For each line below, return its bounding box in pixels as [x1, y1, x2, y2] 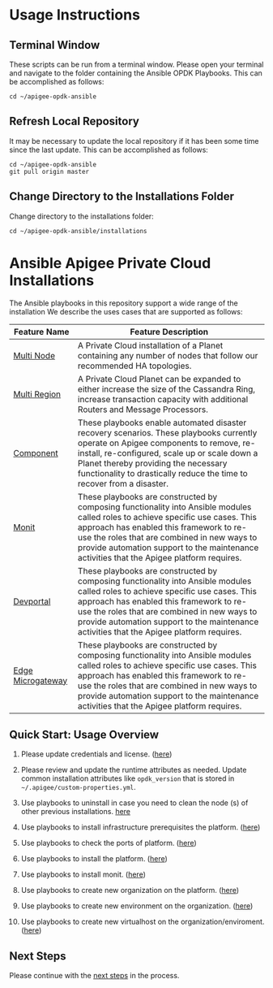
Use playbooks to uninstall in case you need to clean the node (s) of [20, 798, 249, 808]
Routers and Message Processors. [77, 404, 209, 415]
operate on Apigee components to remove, [77, 437, 241, 448]
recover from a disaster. [77, 478, 169, 489]
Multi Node [13, 349, 56, 361]
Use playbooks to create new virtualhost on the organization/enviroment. [20, 916, 265, 927]
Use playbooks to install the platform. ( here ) [20, 854, 168, 864]
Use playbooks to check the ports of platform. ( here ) [20, 838, 197, 848]
